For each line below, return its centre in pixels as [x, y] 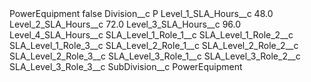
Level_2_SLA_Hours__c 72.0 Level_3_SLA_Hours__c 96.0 [125, 24]
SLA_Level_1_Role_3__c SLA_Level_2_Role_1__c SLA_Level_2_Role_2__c [154, 45]
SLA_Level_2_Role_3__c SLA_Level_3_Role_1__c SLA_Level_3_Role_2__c [155, 56]
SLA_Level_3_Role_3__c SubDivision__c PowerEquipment [126, 66]
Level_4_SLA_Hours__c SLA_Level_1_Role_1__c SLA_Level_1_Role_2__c [151, 35]
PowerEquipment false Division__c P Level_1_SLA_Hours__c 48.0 [141, 13]
